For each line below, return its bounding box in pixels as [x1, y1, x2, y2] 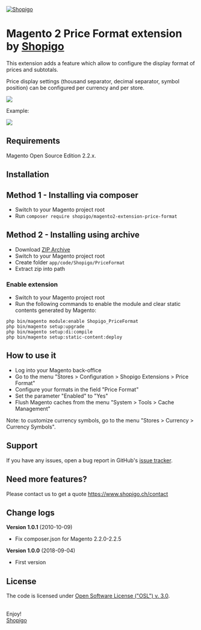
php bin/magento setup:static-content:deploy [6, 334, 122, 340]
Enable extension [6, 280, 58, 288]
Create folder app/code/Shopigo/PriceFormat [14, 258, 125, 266]
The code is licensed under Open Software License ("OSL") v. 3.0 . [6, 592, 170, 600]
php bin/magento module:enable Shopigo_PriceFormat [6, 319, 138, 325]
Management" [14, 405, 51, 412]
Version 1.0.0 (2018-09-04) [6, 547, 76, 555]
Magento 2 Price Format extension [6, 27, 182, 40]
